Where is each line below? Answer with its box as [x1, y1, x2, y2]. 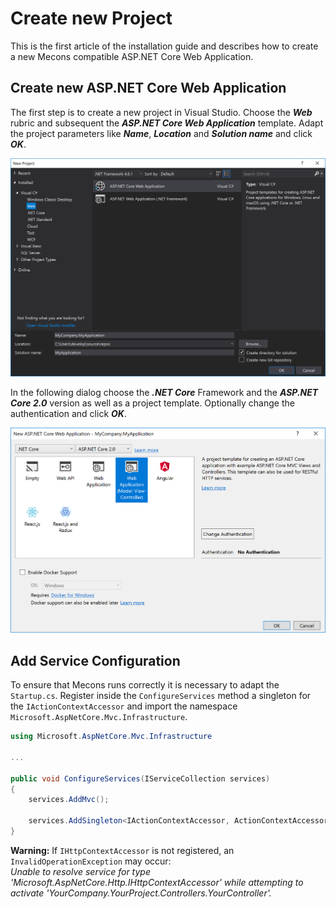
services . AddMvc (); [28, 795, 110, 805]
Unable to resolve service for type [10, 865, 151, 877]
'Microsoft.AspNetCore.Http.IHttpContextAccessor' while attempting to [10, 876, 304, 888]
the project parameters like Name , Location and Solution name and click [10, 127, 313, 139]
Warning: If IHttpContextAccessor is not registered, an [10, 844, 235, 856]
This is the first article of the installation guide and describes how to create [10, 40, 319, 52]
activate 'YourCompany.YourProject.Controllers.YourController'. [10, 887, 272, 899]
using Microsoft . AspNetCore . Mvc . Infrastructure [10, 732, 213, 742]
